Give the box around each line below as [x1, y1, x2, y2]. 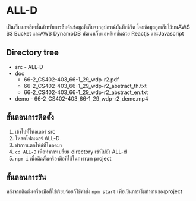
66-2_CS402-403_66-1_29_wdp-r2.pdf [23, 76, 119, 83]
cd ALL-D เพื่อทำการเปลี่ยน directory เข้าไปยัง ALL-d [14, 148, 127, 155]
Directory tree [6, 48, 59, 58]
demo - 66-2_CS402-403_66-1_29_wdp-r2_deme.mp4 [14, 95, 148, 102]
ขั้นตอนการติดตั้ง [6, 112, 55, 123]
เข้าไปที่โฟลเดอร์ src [14, 128, 56, 135]
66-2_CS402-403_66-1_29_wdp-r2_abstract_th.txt [23, 82, 147, 89]
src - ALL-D [14, 63, 43, 70]
